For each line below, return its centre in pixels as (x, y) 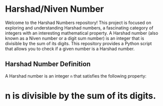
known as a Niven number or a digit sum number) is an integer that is (75, 38)
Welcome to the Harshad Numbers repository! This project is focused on (78, 23)
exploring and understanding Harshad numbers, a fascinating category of (79, 27)
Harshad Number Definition (48, 64)
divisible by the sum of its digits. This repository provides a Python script (79, 43)
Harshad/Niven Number (55, 9)
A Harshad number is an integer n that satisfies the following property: (76, 76)
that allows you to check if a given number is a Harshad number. (70, 49)
